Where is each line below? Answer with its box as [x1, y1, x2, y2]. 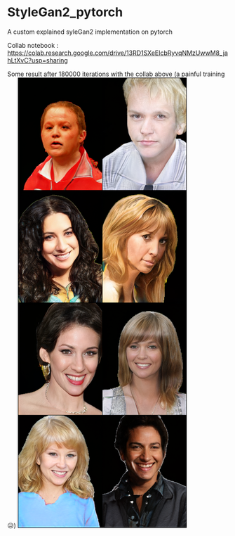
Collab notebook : [7, 41, 59, 49]
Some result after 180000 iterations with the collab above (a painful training [7, 70, 225, 78]
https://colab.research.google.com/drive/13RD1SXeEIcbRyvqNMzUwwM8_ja [7, 49, 228, 57]
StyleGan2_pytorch [7, 4, 123, 20]
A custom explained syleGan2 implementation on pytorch [7, 27, 173, 36]
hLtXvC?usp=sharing [7, 56, 68, 64]
